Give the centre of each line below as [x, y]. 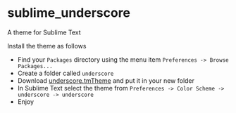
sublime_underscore [69, 13]
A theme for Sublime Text [44, 32]
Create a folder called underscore [66, 73]
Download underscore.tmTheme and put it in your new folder [106, 80]
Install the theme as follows [47, 46]
